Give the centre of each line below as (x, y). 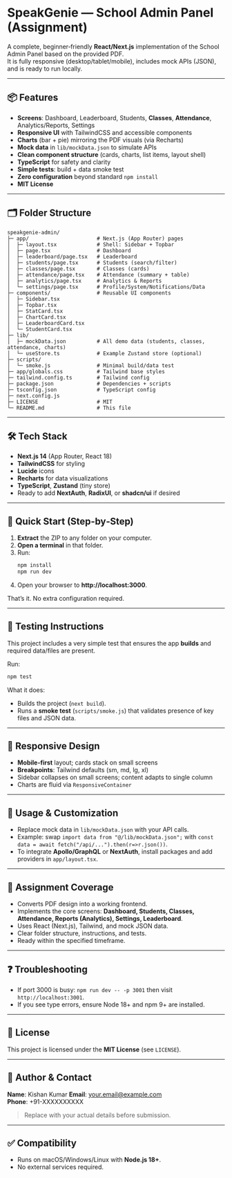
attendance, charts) (37, 347)
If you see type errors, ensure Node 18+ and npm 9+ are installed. (111, 1004)
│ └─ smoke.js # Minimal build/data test (91, 365)
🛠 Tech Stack (37, 436)
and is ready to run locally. (45, 68)
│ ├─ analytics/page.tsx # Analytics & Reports (85, 281)
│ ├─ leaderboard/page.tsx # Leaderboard (72, 256)
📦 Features (33, 98)
